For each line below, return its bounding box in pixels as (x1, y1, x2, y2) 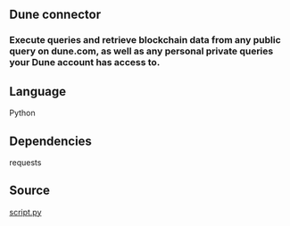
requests (9, 156, 42, 168)
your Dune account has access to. (9, 56, 161, 69)
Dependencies (9, 133, 92, 148)
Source (9, 183, 51, 198)
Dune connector (9, 7, 101, 22)
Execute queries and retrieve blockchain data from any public (9, 34, 281, 46)
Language (9, 84, 67, 99)
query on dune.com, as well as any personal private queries (9, 45, 274, 57)
